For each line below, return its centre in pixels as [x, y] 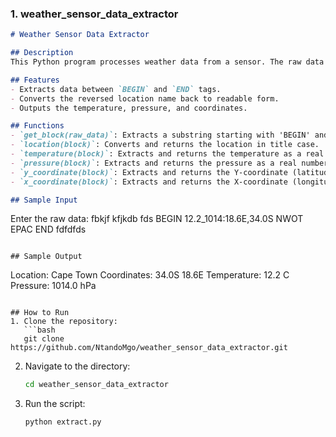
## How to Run [40, 313]
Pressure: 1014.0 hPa [53, 286]
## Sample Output [46, 257]
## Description [42, 53]
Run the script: [55, 404]
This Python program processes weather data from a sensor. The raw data [167, 62]
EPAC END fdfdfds [48, 229]
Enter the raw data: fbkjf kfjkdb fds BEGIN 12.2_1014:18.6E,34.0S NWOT [157, 219]
